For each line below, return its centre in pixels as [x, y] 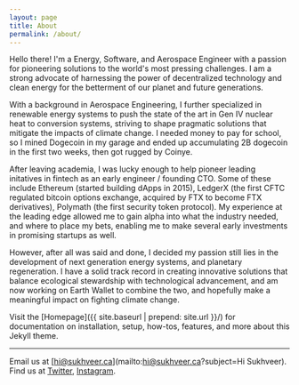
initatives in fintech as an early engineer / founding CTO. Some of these [140, 179]
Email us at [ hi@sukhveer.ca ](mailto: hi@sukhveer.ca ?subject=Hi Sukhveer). [148, 362]
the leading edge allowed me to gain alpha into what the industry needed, [144, 217]
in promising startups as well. [63, 236]
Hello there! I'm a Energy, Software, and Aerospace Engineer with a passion [148, 60]
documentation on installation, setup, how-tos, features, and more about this [149, 326]
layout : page [33, 17]
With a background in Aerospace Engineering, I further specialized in [136, 105]
